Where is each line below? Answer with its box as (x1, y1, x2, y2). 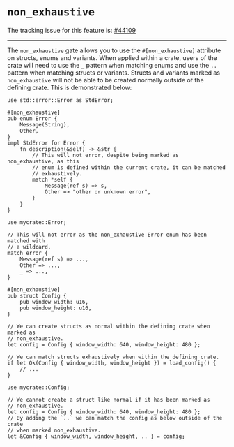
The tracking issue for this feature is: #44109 (7, 26, 136, 34)
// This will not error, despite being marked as (32, 152, 179, 159)
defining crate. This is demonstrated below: (7, 83, 132, 91)
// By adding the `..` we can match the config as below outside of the (7, 414, 223, 421)
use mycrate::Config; (7, 383, 70, 391)
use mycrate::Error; (7, 219, 68, 226)
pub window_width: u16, (19, 298, 89, 305)
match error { (7, 249, 49, 256)
